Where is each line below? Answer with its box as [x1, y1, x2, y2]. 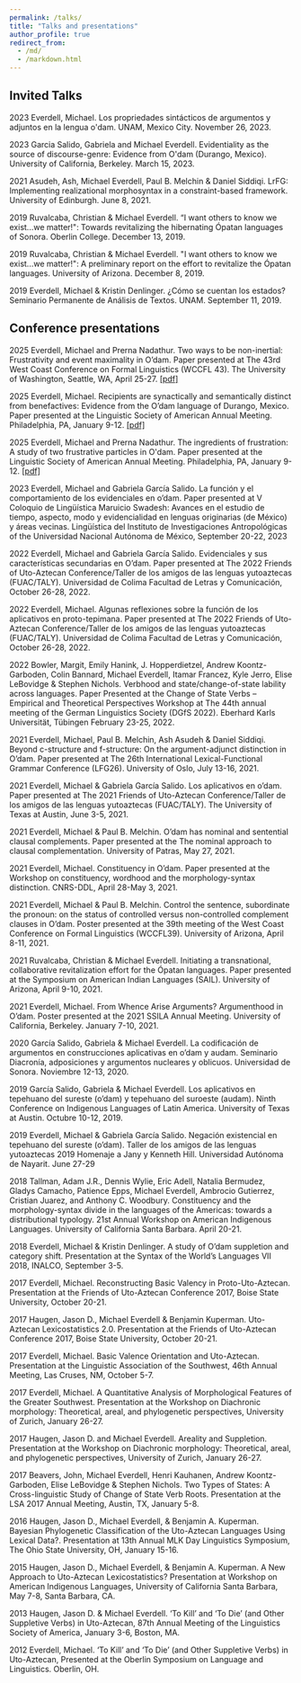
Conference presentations [9, 321, 160, 336]
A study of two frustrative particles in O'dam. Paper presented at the [9, 446, 263, 457]
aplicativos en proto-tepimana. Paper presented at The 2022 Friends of [9, 613, 274, 624]
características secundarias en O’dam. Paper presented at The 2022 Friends [9, 557, 292, 568]
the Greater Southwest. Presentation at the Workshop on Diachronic [9, 1396, 261, 1407]
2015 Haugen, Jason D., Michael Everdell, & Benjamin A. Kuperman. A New [9, 1562, 286, 1572]
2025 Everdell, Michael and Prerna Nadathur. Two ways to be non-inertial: [9, 344, 283, 355]
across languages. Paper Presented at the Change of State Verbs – [9, 688, 257, 699]
